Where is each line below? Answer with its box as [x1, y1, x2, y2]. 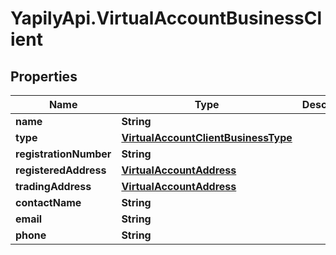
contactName [15, 196, 82, 209]
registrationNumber [15, 147, 112, 161]
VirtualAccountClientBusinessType [121, 131, 293, 144]
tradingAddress [15, 180, 92, 193]
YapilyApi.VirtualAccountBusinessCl [10, 7, 322, 30]
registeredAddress [15, 163, 107, 177]
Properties [10, 68, 78, 85]
